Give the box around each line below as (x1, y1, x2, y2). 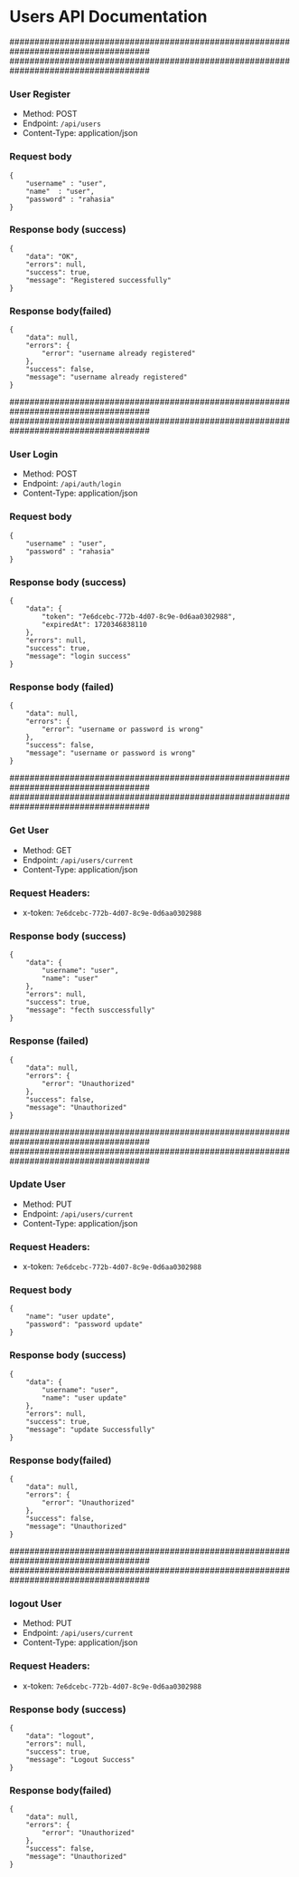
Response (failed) (9, 1035, 89, 1047)
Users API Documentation (9, 6, 208, 27)
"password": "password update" (25, 1320, 144, 1329)
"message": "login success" (25, 652, 131, 661)
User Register (9, 88, 70, 101)
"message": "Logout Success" (25, 1755, 135, 1764)
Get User (9, 824, 50, 837)
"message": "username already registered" (25, 373, 188, 382)
